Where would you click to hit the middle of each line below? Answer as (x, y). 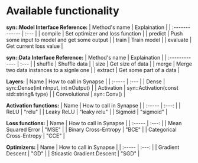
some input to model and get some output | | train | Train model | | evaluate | (99, 40)
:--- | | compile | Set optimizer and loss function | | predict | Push (104, 33)
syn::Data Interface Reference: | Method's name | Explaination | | (87, 57)
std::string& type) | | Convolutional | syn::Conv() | (66, 94)
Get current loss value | (35, 46)
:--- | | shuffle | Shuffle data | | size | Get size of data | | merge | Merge (106, 64)
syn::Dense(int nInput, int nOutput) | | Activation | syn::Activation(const (92, 87)
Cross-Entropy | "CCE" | (35, 136)
